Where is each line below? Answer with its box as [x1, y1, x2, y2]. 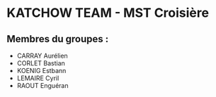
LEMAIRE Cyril [16, 74, 59, 82]
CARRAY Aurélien [16, 51, 68, 60]
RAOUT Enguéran [16, 82, 69, 89]
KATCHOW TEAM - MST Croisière [6, 5, 210, 21]
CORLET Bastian [16, 59, 65, 67]
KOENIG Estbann [16, 67, 67, 75]
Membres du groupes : [6, 33, 109, 45]
